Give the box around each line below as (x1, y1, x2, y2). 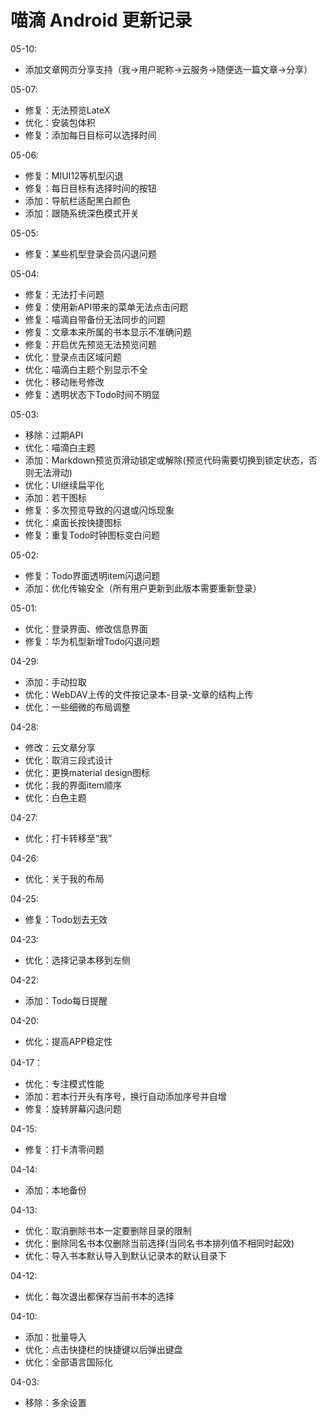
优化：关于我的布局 (24, 872, 105, 885)
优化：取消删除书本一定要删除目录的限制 (24, 1224, 192, 1236)
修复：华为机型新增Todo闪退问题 (24, 635, 161, 647)
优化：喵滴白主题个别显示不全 (24, 363, 148, 375)
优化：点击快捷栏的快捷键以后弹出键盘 (24, 1343, 183, 1355)
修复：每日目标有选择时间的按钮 (24, 182, 157, 194)
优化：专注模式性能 (24, 1077, 105, 1090)
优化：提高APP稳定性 (24, 1035, 113, 1047)
